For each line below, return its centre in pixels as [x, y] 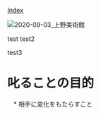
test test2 [21, 39]
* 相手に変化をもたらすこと [53, 104]
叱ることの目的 [50, 83]
